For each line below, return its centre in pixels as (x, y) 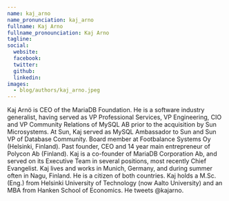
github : (24, 71)
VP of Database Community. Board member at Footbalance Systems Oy (109, 139)
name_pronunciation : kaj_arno (51, 20)
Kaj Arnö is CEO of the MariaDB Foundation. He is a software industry (106, 110)
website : (26, 52)
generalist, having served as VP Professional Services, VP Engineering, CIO (114, 117)
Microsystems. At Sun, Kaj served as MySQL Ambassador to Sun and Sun (112, 132)
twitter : (26, 65)
